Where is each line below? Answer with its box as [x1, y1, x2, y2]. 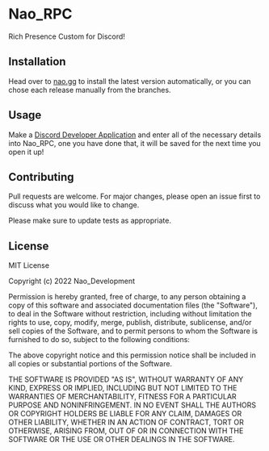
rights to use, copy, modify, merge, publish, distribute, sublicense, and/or [8, 318, 252, 328]
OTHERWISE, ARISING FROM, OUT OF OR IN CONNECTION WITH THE [8, 426, 244, 436]
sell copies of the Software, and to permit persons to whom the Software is [8, 326, 258, 336]
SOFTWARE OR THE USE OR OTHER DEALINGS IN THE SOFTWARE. [8, 435, 235, 445]
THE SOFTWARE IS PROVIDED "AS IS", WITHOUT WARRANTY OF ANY [8, 374, 244, 384]
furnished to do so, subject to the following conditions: [8, 335, 190, 345]
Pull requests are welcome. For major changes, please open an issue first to [8, 191, 261, 202]
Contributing [8, 170, 74, 184]
